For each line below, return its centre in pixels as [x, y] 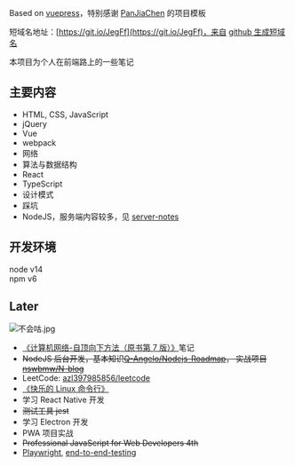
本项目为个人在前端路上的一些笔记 [72, 62]
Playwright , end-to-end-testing [79, 453]
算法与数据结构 [49, 164]
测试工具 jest [45, 411]
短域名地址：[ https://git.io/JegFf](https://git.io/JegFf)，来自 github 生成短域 [147, 32]
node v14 [26, 269]
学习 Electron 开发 [55, 422]
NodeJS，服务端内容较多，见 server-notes [100, 217]
